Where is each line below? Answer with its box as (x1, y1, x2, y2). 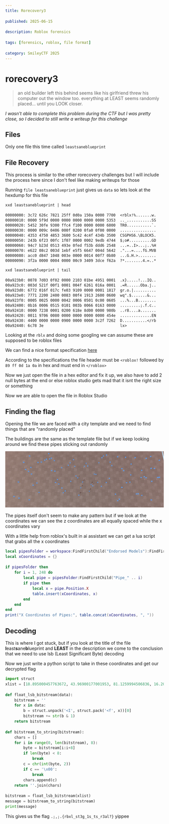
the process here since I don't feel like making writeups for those (5, 177, 140, 183)
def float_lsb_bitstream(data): (5, 692, 73, 697)
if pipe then (23, 581, 51, 586)
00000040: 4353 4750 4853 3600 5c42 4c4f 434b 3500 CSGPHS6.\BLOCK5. (5, 233, 156, 238)
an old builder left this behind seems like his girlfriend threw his (17, 90, 149, 96)
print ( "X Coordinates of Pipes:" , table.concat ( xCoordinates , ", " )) (5, 612, 154, 618)
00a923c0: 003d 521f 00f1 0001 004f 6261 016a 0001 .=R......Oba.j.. (5, 283, 156, 288)
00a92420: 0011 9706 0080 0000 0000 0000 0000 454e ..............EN (5, 313, 156, 318)
